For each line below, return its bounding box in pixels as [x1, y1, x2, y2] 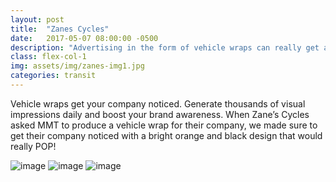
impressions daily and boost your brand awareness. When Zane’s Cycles [10, 108, 310, 120]
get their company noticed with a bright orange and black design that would [10, 129, 323, 141]
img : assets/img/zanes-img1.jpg [10, 61, 145, 71]
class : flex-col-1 [10, 52, 87, 62]
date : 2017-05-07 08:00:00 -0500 [10, 33, 159, 43]
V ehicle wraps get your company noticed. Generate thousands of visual [10, 97, 306, 110]
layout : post [10, 14, 65, 25]
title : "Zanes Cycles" [10, 24, 110, 34]
